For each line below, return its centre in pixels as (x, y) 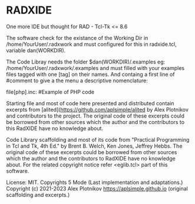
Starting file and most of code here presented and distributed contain (90, 103)
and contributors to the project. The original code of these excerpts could (95, 116)
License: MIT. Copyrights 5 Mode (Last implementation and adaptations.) (95, 182)
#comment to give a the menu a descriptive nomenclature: (77, 81)
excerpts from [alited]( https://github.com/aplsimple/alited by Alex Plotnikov (97, 109)
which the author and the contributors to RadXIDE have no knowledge (91, 158)
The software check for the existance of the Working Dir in (77, 38)
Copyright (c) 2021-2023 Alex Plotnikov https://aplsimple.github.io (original (97, 188)
